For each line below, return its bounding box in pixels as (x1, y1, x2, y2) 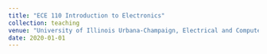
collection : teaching (8, 19, 80, 27)
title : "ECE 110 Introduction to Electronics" (8, 11, 165, 20)
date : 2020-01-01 (8, 33, 66, 42)
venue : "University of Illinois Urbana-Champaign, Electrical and (8, 26, 233, 34)
